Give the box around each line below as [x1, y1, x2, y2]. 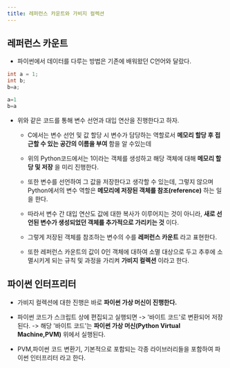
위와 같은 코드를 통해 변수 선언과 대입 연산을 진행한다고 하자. [17, 116, 180, 125]
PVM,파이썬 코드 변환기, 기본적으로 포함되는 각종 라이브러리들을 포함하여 [17, 344, 214, 353]
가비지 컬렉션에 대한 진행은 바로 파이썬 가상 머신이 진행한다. [17, 298, 178, 306]
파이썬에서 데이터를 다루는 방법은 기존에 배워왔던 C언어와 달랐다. [17, 57, 192, 66]
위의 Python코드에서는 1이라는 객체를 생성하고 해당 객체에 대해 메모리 [27, 154, 215, 163]
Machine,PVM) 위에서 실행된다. [17, 330, 106, 338]
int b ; [7, 77, 26, 84]
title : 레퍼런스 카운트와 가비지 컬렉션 [7, 10, 105, 17]
